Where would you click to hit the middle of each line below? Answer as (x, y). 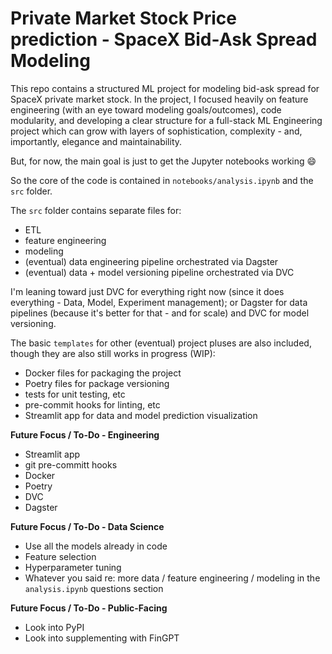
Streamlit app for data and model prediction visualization (141, 415)
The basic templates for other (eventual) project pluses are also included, (161, 343)
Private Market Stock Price (123, 18)
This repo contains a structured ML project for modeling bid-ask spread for (165, 88)
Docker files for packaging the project (103, 373)
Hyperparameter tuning (73, 567)
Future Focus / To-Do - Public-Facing (89, 608)
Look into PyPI (54, 627)
